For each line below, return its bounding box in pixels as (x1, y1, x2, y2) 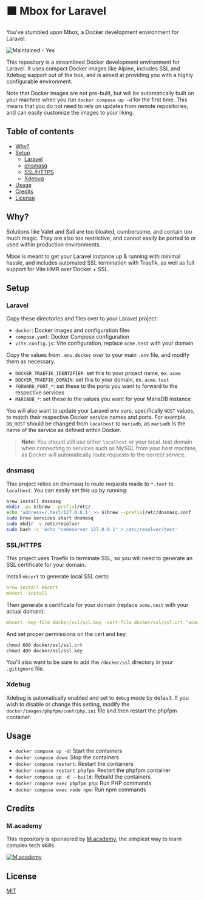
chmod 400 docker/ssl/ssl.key (6, 648, 83, 654)
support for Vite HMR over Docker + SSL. (6, 265, 109, 272)
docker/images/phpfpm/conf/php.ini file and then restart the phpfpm (6, 707, 177, 714)
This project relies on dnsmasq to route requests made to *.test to (6, 480, 174, 487)
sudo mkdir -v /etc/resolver (6, 521, 80, 527)
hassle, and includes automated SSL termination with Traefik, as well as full (6, 259, 195, 266)
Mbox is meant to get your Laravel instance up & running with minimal (6, 252, 181, 260)
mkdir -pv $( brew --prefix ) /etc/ (6, 504, 91, 510)
